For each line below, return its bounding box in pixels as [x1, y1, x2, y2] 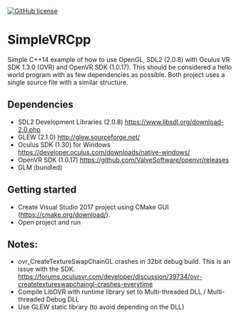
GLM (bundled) [17, 163, 63, 171]
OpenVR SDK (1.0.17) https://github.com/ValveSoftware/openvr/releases [17, 155, 230, 164]
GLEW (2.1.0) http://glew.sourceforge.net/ [17, 133, 141, 141]
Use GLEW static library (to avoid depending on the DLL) [17, 303, 185, 312]
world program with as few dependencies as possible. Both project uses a [7, 70, 225, 78]
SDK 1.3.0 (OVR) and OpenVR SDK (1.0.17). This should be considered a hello [7, 63, 233, 71]
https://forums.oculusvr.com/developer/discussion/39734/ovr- [17, 272, 203, 281]
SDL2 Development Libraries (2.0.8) [17, 118, 123, 126]
